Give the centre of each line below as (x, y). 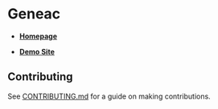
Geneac (34, 14)
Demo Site (37, 51)
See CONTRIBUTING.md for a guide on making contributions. (109, 96)
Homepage (38, 36)
